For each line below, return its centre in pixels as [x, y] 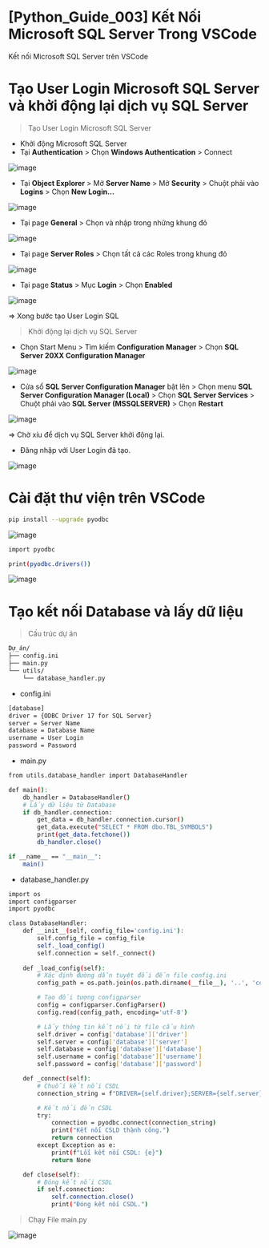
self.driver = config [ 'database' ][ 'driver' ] [112, 1034]
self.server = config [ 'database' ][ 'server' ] [112, 1042]
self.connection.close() [92, 1197]
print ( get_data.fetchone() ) [84, 835]
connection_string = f [75, 1093]
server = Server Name [44, 723]
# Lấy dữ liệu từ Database [69, 805]
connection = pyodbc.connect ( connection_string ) [134, 1123]
